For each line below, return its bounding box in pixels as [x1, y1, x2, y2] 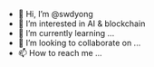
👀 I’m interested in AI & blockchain [17, 18, 146, 29]
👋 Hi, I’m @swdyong [17, 9, 93, 19]
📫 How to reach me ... [17, 48, 102, 58]
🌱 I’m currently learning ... [17, 28, 115, 38]
